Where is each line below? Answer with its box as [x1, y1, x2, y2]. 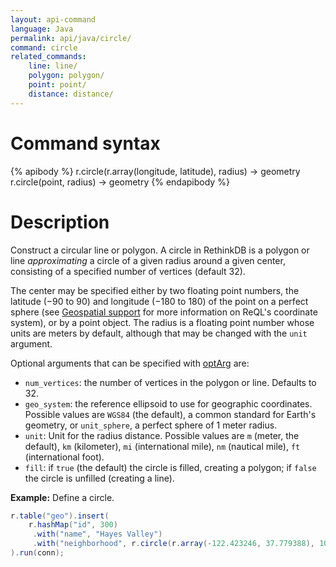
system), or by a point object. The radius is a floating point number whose [10, 316, 315, 328]
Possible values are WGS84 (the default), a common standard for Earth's [24, 408, 317, 420]
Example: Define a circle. [10, 491, 115, 503]
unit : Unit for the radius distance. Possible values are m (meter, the [24, 429, 300, 441]
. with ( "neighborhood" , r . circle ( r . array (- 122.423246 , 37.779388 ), [32, 539, 315, 549]
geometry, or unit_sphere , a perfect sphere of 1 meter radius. [24, 419, 278, 431]
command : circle [10, 42, 78, 53]
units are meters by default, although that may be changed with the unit [10, 327, 308, 339]
